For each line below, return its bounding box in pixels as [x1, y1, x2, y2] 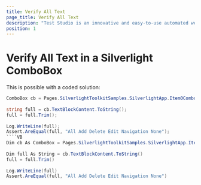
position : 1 [6, 25, 36, 32]
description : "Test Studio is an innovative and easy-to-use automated [6, 20, 188, 26]
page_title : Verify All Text [6, 14, 79, 20]
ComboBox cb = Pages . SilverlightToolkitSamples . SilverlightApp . [6, 95, 170, 102]
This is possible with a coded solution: [6, 84, 100, 91]
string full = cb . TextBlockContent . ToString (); [6, 106, 127, 113]
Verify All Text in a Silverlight [6, 51, 154, 65]
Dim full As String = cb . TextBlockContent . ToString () [6, 151, 144, 157]
